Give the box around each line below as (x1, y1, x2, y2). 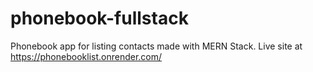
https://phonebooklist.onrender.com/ (10, 50, 163, 62)
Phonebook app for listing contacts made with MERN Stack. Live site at (10, 40, 303, 52)
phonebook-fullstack (10, 7, 189, 30)
